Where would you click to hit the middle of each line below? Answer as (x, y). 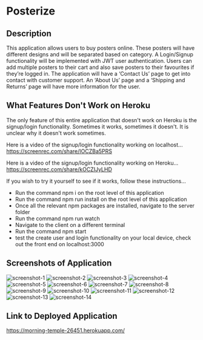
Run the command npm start (51, 231)
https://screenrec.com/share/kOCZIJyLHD (59, 169)
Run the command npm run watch (57, 218)
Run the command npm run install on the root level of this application (101, 199)
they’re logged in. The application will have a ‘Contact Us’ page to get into (98, 74)
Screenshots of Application (59, 263)
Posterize (31, 11)
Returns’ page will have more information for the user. (73, 87)
